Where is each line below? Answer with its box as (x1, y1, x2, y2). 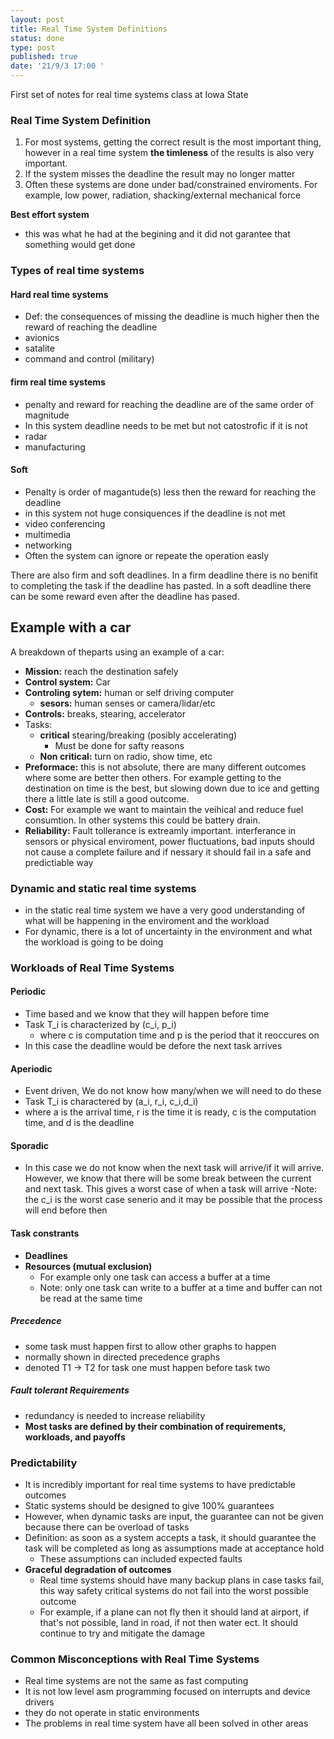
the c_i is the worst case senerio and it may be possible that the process (24, 1194, 323, 1206)
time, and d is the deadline (24, 1117, 135, 1129)
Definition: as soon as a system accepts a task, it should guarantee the (24, 1531, 317, 1543)
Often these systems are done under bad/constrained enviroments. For (24, 179, 318, 191)
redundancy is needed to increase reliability (24, 1409, 206, 1421)
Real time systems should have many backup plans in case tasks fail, (39, 1574, 325, 1586)
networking (24, 539, 73, 551)
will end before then (24, 1204, 108, 1216)
